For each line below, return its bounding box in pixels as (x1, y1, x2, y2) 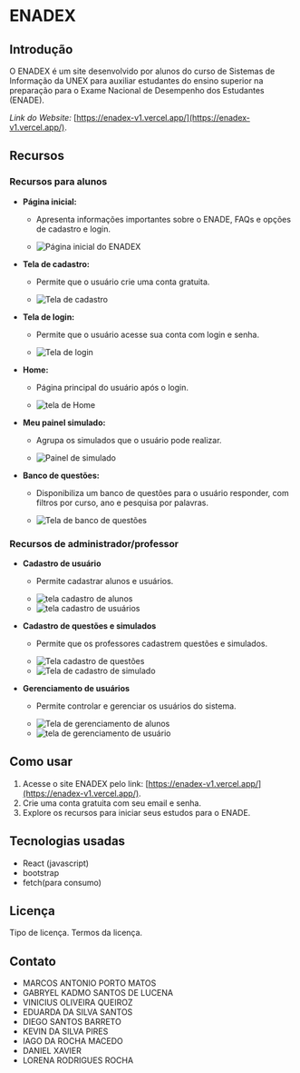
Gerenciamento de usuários (22, 682, 130, 693)
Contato (9, 953, 56, 969)
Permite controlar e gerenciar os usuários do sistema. (35, 700, 237, 711)
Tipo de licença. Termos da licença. (9, 928, 143, 939)
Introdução (9, 42, 73, 57)
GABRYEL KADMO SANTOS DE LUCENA (22, 988, 174, 998)
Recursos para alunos (9, 175, 108, 188)
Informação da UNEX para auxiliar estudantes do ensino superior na (9, 75, 264, 86)
